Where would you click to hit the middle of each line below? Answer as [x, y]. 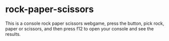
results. [13, 34]
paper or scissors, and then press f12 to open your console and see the [80, 28]
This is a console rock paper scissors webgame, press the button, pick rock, [85, 23]
